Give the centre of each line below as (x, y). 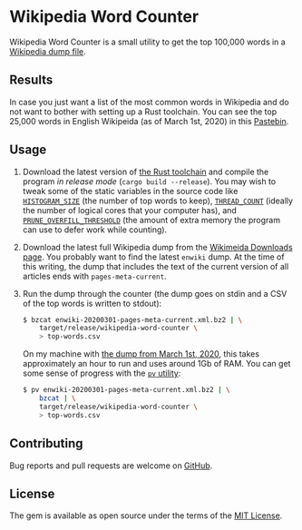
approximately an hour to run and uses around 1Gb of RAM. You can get (156, 364)
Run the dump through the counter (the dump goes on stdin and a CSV (155, 293)
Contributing (46, 443)
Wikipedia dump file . (48, 51)
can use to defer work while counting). (95, 230)
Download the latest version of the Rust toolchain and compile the (146, 172)
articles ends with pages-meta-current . (94, 276)
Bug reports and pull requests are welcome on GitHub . (111, 466)
